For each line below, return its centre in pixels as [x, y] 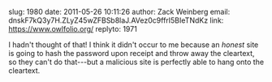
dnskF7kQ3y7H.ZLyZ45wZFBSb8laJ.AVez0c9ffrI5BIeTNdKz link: [116, 20]
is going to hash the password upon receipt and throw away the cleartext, [132, 53]
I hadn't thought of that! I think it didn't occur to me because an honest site [134, 45]
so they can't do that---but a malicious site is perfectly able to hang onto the [136, 62]
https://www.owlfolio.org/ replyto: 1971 [73, 29]
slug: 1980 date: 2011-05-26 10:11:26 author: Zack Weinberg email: [119, 12]
